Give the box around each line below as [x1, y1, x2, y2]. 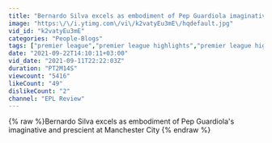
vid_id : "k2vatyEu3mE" [8, 27, 85, 35]
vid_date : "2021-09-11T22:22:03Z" [8, 57, 125, 65]
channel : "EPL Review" [8, 95, 85, 103]
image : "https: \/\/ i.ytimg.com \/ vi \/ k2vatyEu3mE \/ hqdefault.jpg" [8, 19, 233, 27]
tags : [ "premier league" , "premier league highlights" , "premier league [8, 42, 252, 50]
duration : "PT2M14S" [8, 65, 79, 73]
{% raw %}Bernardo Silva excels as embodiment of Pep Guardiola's [8, 116, 235, 126]
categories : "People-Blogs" [8, 34, 104, 43]
